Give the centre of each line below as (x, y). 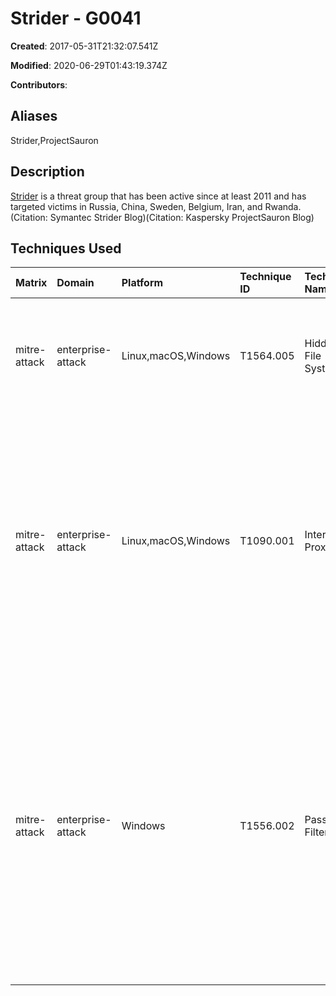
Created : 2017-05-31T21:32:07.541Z (84, 46)
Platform (142, 283)
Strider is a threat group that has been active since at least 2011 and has (158, 196)
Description (47, 172)
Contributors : (39, 84)
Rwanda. (283, 206)
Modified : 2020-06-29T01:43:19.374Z (89, 65)
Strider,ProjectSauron (54, 140)
